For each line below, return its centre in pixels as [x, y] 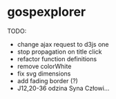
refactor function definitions [57, 58]
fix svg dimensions [44, 74]
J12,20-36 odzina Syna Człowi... [63, 88]
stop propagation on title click [59, 52]
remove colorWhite [44, 66]
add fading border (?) [47, 80]
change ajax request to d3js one [63, 44]
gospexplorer [47, 12]
